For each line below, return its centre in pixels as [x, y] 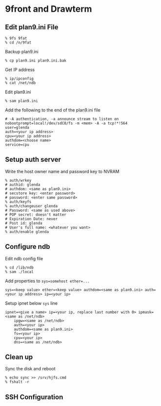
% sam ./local [20, 272]
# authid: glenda [23, 184]
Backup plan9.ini [22, 52]
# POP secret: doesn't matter [36, 214]
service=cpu [17, 145]
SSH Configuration [34, 397]
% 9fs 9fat [16, 38]
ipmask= [146, 312]
